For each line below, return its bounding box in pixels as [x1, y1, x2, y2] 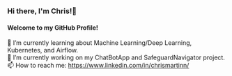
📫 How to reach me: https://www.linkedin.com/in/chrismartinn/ [7, 61, 190, 70]
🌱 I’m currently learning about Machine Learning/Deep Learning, [7, 39, 192, 47]
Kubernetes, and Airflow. [7, 46, 79, 55]
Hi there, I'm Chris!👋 [7, 6, 77, 16]
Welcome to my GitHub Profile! [7, 23, 99, 32]
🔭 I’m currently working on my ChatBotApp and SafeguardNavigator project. [7, 53, 225, 61]
